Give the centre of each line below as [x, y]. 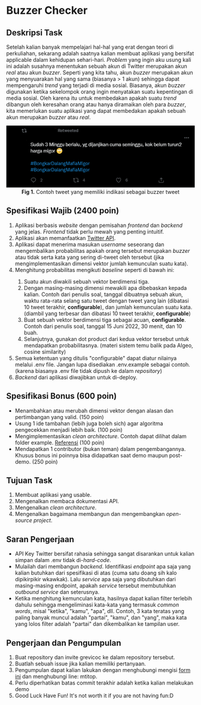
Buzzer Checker [47, 11]
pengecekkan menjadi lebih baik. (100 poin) [68, 429]
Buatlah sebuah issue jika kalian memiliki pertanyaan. [80, 664]
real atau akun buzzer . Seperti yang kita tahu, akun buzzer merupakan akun [100, 72]
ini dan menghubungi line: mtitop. [56, 676]
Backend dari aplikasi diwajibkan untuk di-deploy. [76, 377]
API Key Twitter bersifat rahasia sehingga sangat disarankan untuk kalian [104, 554]
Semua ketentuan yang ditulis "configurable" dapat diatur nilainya [96, 358]
